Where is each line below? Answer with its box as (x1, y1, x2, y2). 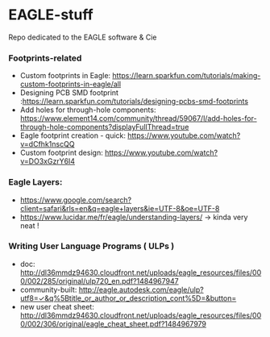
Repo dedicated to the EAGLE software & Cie (8, 32, 157, 42)
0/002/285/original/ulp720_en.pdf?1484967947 (19, 276, 179, 285)
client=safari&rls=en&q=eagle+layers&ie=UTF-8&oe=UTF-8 (19, 203, 220, 213)
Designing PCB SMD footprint (19, 88, 119, 98)
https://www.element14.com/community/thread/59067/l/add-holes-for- (19, 114, 257, 123)
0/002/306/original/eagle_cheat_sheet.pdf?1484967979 (19, 318, 207, 328)
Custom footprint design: (19, 148, 103, 158)
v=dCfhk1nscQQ (19, 139, 75, 149)
